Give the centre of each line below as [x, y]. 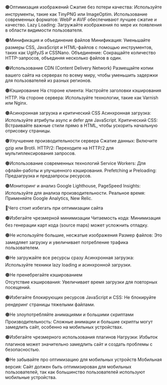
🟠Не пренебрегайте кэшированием [44, 275]
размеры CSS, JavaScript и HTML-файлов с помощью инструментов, [79, 47]
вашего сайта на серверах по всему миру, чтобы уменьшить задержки [82, 75]
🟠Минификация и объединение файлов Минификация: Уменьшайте [78, 40]
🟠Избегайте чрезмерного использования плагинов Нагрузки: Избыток [81, 337]
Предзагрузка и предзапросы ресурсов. [48, 176]
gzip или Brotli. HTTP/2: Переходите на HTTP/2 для [59, 148]
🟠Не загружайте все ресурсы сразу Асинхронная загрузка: [70, 257]
